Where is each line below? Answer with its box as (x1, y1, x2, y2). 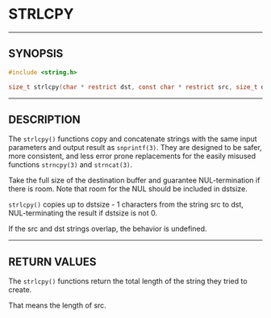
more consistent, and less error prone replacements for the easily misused (8, 151, 256, 161)
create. (8, 285, 32, 295)
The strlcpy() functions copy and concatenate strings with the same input (8, 134, 257, 144)
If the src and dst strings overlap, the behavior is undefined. (8, 224, 207, 234)
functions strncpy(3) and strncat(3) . (8, 160, 133, 169)
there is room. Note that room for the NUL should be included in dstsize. (8, 184, 248, 194)
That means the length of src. (8, 300, 106, 311)
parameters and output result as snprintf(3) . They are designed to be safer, (8, 143, 262, 153)
